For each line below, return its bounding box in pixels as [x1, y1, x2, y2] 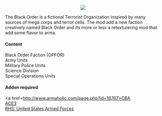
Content [5, 41, 22, 47]
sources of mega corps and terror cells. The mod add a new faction [5, 19, 143, 25]
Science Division [5, 68, 40, 74]
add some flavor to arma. [5, 30, 56, 36]
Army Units [5, 57, 28, 63]
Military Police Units [5, 63, 46, 69]
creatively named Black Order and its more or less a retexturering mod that [5, 25, 157, 30]
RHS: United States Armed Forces [5, 106, 74, 112]
